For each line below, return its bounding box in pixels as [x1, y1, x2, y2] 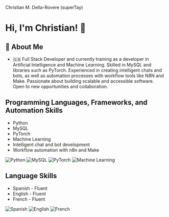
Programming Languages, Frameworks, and [5, 98, 148, 107]
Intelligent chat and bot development [12, 141, 90, 148]
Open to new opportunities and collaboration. [12, 84, 108, 89]
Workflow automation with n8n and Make [12, 147, 100, 153]
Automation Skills [5, 106, 63, 115]
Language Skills [5, 172, 57, 180]
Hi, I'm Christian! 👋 [5, 22, 86, 34]
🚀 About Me [5, 42, 43, 51]
